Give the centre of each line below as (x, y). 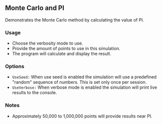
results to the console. (34, 93)
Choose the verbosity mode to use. (48, 43)
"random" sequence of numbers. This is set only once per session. (79, 82)
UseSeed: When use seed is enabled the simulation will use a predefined (84, 77)
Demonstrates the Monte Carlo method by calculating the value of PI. (74, 20)
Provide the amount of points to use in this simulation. (66, 49)
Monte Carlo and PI (35, 8)
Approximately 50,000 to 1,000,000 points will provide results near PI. (82, 116)
